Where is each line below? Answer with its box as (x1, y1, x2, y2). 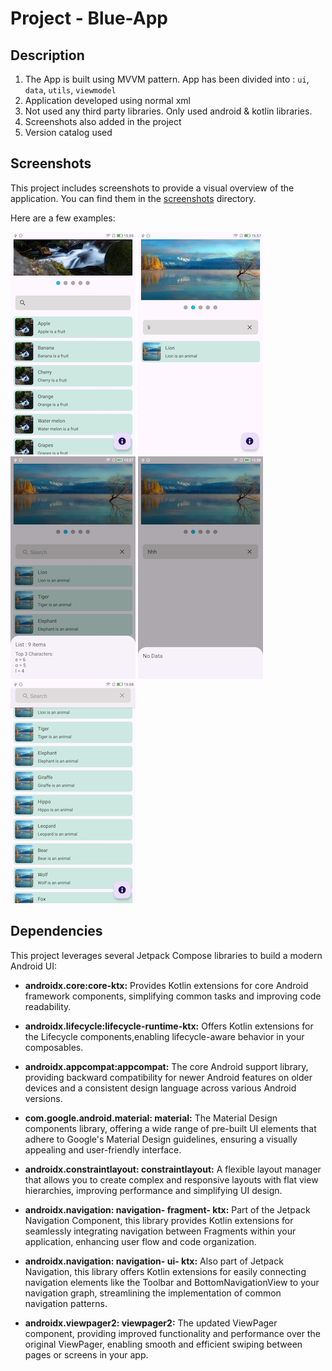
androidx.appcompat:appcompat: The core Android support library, (24, 1060, 309, 1072)
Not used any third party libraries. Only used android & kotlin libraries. (24, 105, 313, 117)
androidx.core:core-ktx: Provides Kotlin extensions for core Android (24, 979, 309, 991)
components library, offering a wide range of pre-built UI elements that (24, 1122, 317, 1134)
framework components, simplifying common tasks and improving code (24, 990, 322, 1002)
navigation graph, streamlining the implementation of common (24, 1287, 282, 1299)
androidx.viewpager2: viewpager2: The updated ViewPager (24, 1317, 278, 1329)
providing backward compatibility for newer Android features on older (24, 1071, 313, 1083)
